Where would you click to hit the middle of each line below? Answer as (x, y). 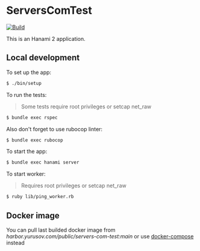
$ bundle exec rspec (32, 117)
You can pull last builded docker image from (61, 230)
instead (16, 243)
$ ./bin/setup (24, 83)
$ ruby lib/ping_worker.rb (40, 197)
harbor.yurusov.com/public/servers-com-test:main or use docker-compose (100, 236)
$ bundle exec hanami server (43, 163)
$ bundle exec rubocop (35, 140)
